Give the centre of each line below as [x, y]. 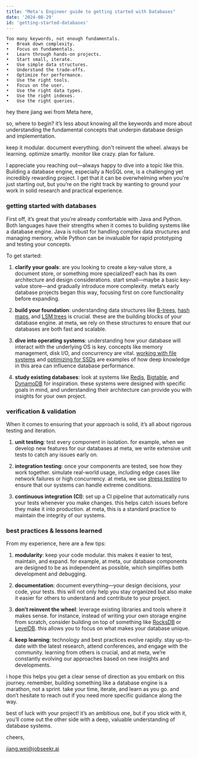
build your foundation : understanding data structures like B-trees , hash [102, 310]
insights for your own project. [51, 396]
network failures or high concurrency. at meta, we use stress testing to [101, 478]
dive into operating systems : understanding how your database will [98, 340]
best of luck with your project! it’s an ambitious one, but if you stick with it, [97, 713]
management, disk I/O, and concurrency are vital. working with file [95, 353]
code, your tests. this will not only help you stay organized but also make [103, 592]
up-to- [184, 640]
